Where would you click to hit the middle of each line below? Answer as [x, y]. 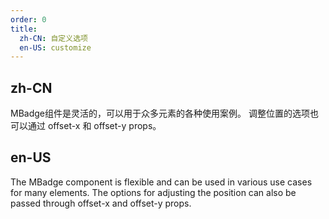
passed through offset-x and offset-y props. [101, 203]
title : [24, 29]
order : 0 [28, 19]
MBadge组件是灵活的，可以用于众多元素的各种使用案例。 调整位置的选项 [160, 113]
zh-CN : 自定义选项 [53, 38]
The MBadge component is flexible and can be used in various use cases [161, 182]
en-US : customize [55, 47]
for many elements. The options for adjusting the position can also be [153, 192]
